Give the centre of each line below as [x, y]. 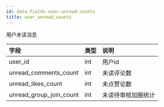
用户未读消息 [21, 34]
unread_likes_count [36, 83]
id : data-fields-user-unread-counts [51, 11]
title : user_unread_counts [39, 17]
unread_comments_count [44, 72]
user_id [19, 61]
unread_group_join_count [44, 95]
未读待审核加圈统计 [129, 95]
